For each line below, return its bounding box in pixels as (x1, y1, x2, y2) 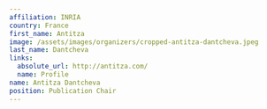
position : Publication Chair (9, 86, 117, 95)
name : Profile (17, 70, 69, 79)
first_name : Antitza (9, 29, 86, 38)
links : (9, 54, 34, 62)
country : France (9, 21, 69, 30)
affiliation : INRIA (9, 12, 81, 22)
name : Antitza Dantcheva (9, 78, 101, 87)
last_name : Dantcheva (9, 46, 89, 54)
